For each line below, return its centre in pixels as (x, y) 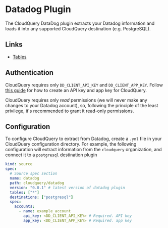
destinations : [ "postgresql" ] (41, 197)
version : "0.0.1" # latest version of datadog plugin (67, 188)
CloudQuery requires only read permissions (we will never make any (76, 100)
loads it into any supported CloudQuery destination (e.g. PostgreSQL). (78, 28)
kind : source (19, 164)
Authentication (30, 73)
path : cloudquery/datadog (37, 183)
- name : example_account (45, 211)
